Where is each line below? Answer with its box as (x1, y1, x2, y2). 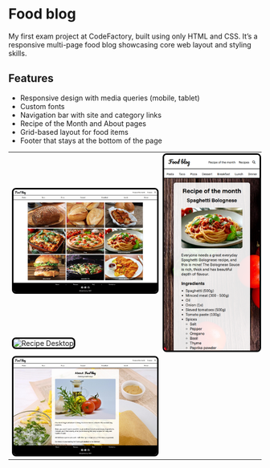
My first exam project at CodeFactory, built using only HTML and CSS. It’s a (8, 31, 259, 41)
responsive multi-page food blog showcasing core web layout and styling (8, 39, 252, 49)
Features (8, 71, 54, 85)
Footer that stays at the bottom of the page (19, 136, 162, 145)
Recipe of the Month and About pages (19, 118, 147, 128)
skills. (8, 48, 27, 58)
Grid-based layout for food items (19, 127, 129, 136)
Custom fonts (19, 101, 66, 111)
